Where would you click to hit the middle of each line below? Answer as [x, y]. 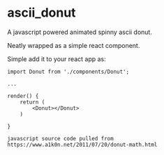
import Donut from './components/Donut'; [68, 72]
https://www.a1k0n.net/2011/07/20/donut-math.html [82, 145]
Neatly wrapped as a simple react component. [74, 45]
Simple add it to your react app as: [57, 59]
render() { [23, 96]
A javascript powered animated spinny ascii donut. [80, 32]
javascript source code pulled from [60, 138]
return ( [32, 102]
